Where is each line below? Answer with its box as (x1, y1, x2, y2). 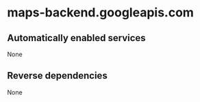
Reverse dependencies (7, 70, 108, 81)
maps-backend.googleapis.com (7, 5, 194, 21)
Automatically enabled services (7, 32, 146, 44)
